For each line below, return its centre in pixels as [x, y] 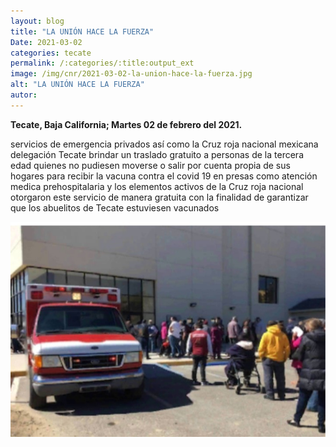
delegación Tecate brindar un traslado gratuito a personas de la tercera [157, 154]
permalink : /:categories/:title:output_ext [102, 63]
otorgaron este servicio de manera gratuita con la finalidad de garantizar [159, 197]
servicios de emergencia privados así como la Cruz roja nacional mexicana [164, 144]
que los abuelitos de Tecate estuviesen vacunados [115, 207]
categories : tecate [51, 53]
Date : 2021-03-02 [46, 42]
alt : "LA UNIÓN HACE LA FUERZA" [77, 85]
